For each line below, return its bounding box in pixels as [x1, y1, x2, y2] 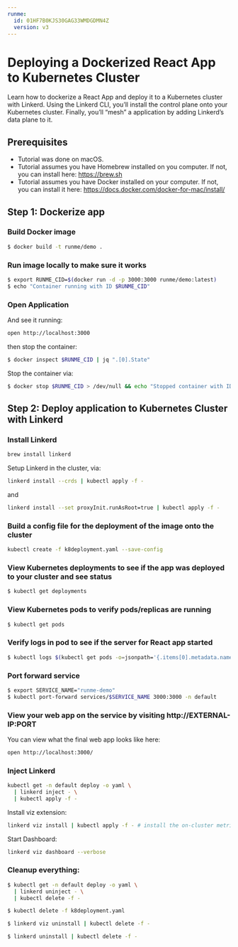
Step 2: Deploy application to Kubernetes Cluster [7, 402, 228, 414]
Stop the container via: [7, 369, 74, 378]
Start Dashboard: [7, 835, 57, 843]
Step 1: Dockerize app [7, 205, 105, 218]
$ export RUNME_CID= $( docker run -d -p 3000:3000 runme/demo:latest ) [7, 276, 217, 283]
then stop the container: [7, 342, 78, 351]
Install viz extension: [7, 808, 67, 816]
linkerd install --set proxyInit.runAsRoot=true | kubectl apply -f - [7, 504, 220, 512]
